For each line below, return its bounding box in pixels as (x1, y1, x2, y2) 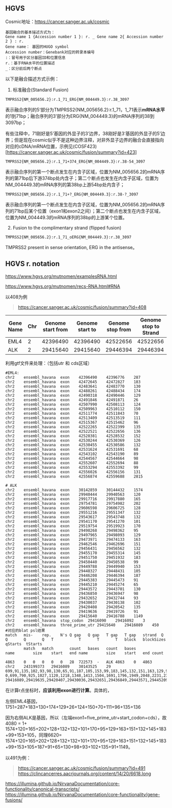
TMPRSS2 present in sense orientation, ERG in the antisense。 (5, 244, 137, 250)
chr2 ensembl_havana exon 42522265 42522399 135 (5, 424, 141, 429)
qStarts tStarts (5, 641, 42, 646)
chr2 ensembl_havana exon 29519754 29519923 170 (5, 523, 141, 529)
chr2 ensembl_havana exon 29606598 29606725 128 (5, 505, 141, 511)
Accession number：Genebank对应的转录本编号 (5, 49, 95, 55)
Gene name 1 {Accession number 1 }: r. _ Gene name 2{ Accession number (5, 34, 164, 39)
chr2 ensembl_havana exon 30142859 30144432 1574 (5, 487, 143, 493)
